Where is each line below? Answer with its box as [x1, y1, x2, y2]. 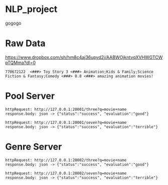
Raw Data [5, 38, 46, 49]
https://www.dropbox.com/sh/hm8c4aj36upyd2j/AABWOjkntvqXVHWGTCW [5, 54, 163, 60]
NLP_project [5, 4, 58, 15]
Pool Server [5, 90, 55, 102]
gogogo [5, 20, 22, 26]
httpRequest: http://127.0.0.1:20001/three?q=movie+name [5, 107, 127, 112]
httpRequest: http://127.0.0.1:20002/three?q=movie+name [5, 157, 127, 162]
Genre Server [5, 141, 62, 152]
